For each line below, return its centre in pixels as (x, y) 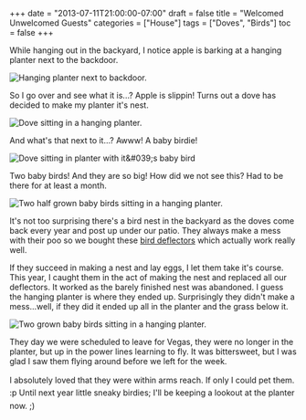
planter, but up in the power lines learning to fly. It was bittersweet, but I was (153, 352)
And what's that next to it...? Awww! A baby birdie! (104, 140)
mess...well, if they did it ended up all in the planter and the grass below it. (149, 306)
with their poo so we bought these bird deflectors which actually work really (153, 240)
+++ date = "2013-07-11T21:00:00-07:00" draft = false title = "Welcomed (147, 13)
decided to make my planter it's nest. (79, 105)
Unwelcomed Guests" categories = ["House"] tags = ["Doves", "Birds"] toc (150, 23)
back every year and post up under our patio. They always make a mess (145, 231)
